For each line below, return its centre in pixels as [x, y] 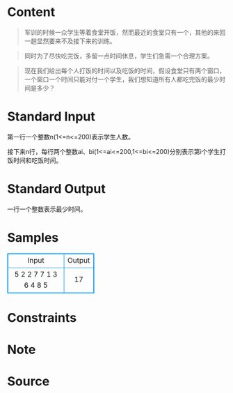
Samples [33, 238]
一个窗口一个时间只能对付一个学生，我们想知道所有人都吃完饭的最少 [122, 79]
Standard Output [56, 189]
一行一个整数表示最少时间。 [47, 209]
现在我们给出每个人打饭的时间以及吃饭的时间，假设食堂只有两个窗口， [125, 70]
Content [31, 12]
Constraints [42, 317]
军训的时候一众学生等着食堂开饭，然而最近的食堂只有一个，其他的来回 [125, 32]
